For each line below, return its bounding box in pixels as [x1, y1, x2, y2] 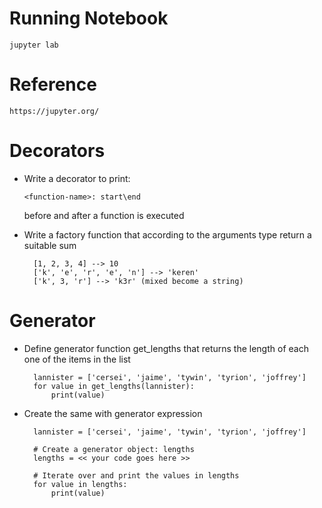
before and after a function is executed [23, 209, 185, 221]
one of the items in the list [23, 353, 131, 365]
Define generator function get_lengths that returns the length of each [23, 342, 309, 354]
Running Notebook [9, 7, 169, 30]
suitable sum [23, 239, 77, 251]
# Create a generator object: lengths [33, 444, 195, 454]
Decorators [9, 140, 106, 162]
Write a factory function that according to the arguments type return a [23, 228, 312, 241]
